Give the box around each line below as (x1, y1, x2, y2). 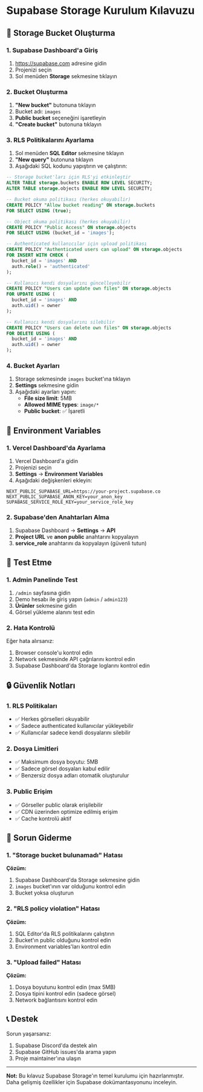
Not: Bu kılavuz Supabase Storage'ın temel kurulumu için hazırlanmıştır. (6, 1072, 184, 1079)
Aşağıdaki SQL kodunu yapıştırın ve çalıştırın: (14, 162, 127, 170)
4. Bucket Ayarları (6, 362, 60, 370)
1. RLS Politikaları (6, 701, 57, 710)
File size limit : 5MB (24, 395, 72, 402)
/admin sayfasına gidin (14, 589, 71, 597)
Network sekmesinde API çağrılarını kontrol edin (14, 656, 135, 663)
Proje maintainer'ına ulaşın (14, 1054, 82, 1062)
